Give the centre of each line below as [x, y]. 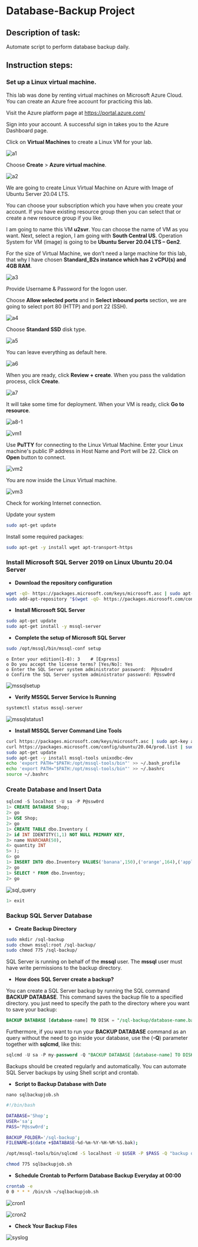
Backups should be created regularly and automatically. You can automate [96, 1066]
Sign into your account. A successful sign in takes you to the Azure [88, 124]
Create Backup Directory [46, 928]
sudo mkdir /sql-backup [35, 940]
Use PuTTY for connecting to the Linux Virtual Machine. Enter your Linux [95, 444]
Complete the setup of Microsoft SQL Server [70, 638]
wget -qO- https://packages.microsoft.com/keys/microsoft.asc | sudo [93, 593]
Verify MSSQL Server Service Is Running [65, 697]
